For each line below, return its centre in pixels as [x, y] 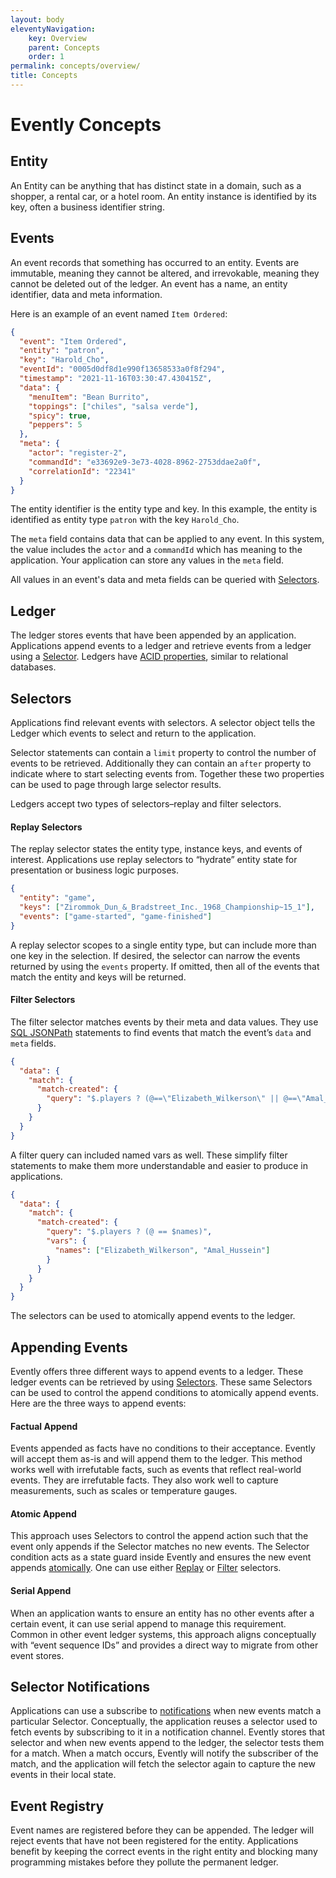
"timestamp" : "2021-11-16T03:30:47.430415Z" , [116, 379]
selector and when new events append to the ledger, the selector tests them [167, 1743]
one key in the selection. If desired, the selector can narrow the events [155, 955]
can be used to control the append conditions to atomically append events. [165, 1393]
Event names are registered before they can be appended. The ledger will [162, 1830]
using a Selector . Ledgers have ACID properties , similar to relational [149, 657]
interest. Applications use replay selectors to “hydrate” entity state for [154, 860]
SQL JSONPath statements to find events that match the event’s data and [161, 1032]
